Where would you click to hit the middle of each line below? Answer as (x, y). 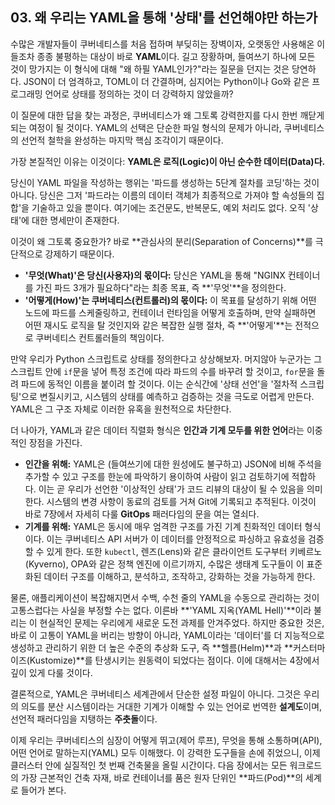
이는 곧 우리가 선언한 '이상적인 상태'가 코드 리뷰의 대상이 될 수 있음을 (171, 489)
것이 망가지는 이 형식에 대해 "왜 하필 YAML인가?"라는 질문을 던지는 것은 (150, 69)
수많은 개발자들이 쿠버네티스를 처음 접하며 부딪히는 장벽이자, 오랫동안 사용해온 (162, 44)
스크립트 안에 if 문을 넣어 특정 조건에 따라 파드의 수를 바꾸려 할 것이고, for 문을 (162, 371)
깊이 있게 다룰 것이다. (51, 672)
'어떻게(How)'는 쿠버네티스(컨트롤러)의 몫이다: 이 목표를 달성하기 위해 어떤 (170, 300)
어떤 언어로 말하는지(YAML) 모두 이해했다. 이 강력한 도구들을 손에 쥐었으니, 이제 (165, 752)
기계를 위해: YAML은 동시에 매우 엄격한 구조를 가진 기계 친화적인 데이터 (163, 526)
